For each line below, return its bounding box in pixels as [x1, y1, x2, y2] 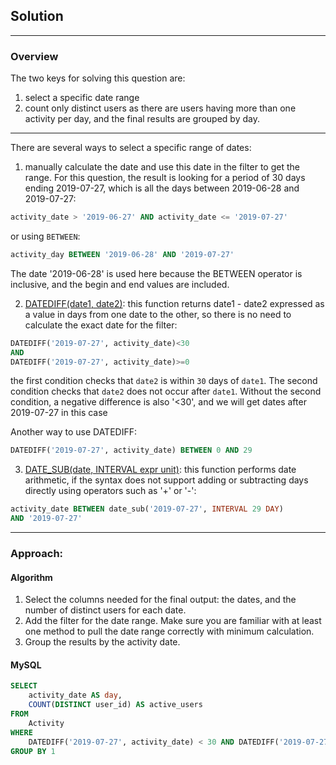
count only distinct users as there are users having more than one [24, 102, 297, 114]
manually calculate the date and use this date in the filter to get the [24, 161, 300, 173]
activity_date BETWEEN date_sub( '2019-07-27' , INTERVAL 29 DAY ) [10, 504, 284, 514]
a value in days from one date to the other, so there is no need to [24, 308, 292, 320]
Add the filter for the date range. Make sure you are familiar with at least [24, 615, 322, 627]
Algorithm [10, 571, 53, 583]
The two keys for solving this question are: [10, 72, 186, 84]
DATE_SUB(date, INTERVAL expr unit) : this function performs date [24, 464, 297, 476]
